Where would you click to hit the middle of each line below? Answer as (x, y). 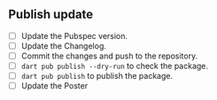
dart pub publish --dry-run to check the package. (115, 66)
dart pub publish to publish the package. (97, 76)
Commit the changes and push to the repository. (109, 56)
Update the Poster (54, 86)
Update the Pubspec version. (74, 35)
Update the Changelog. (64, 46)
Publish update (51, 15)
